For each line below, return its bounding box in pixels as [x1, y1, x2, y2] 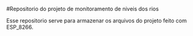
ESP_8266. [6, 24, 34, 31]
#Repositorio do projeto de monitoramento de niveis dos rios [6, 5, 159, 12]
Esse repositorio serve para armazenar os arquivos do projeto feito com [6, 17, 188, 24]
